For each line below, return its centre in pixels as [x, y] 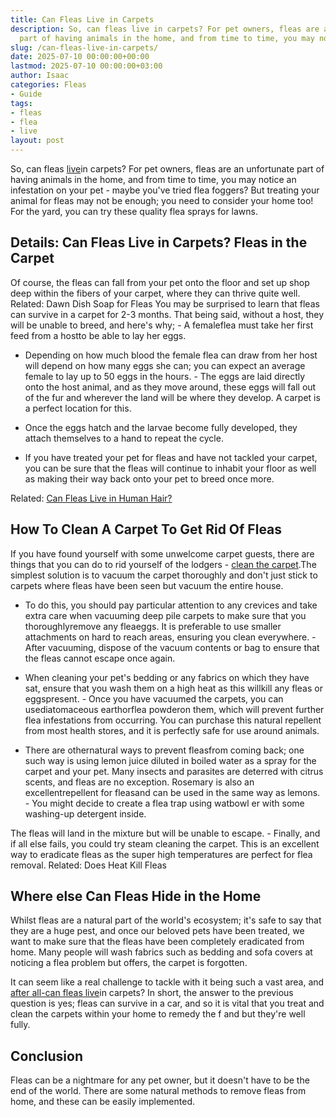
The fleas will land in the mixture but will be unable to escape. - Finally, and [165, 833]
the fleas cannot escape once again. [100, 658]
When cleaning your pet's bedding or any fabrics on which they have [167, 677]
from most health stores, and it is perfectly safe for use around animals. [172, 730]
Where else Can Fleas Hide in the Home [136, 896]
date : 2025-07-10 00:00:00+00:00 [80, 57]
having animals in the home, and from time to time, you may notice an [153, 179]
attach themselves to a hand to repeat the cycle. [124, 438]
